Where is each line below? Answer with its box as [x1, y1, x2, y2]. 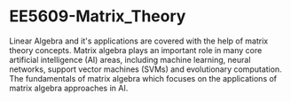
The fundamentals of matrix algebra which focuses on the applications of [9, 73, 278, 83]
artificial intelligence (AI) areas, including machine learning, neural [9, 54, 251, 65]
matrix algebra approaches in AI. [9, 82, 129, 93]
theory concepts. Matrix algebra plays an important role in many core [9, 44, 263, 55]
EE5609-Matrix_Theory [9, 6, 186, 27]
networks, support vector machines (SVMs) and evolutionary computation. [9, 64, 282, 75]
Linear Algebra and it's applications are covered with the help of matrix [9, 35, 269, 46]
